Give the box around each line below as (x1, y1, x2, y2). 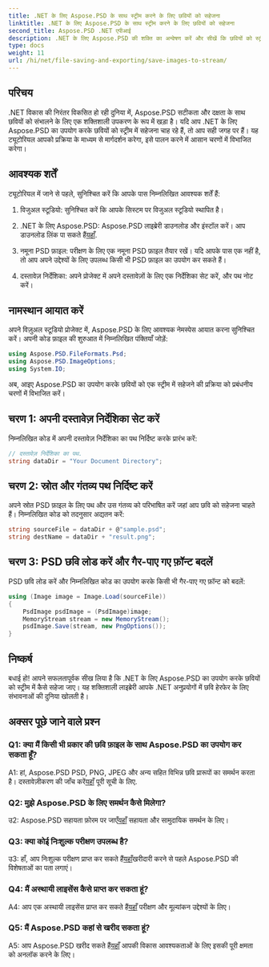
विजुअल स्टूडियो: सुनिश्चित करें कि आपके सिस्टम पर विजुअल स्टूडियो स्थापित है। (19, 205, 224, 214)
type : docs (8, 42, 45, 50)
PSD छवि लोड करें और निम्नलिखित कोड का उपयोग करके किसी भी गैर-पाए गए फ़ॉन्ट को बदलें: (8, 576, 246, 586)
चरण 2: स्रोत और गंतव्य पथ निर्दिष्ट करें (8, 479, 154, 493)
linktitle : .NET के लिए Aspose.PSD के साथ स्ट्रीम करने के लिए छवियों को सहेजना (8, 19, 235, 27)
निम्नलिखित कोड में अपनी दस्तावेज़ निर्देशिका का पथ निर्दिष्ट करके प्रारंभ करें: (8, 433, 198, 443)
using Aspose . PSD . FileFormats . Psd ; (8, 350, 127, 358)
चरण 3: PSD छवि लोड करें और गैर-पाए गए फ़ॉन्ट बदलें (8, 555, 214, 569)
